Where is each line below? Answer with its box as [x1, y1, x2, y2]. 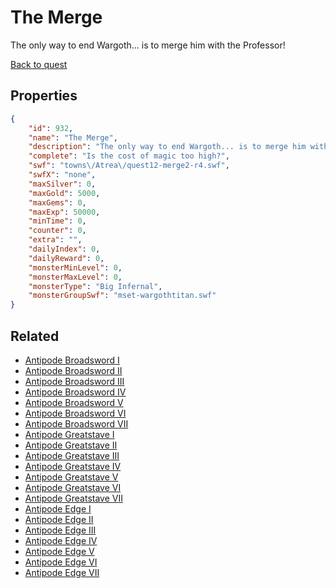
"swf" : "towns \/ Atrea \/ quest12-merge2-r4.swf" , [28, 161, 230, 171]
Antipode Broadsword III [24, 375, 125, 387]
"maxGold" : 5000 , [28, 188, 101, 198]
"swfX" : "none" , [28, 170, 97, 180]
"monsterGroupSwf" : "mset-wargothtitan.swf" [28, 291, 217, 301]
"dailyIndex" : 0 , [28, 244, 101, 254]
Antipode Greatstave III [24, 449, 120, 461]
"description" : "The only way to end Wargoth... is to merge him [28, 142, 307, 152]
